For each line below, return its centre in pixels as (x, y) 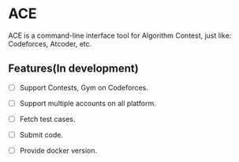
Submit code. (41, 134)
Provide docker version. (58, 151)
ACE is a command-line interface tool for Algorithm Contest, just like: (120, 35)
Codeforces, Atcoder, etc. (50, 43)
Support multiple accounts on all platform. (88, 103)
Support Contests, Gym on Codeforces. (84, 87)
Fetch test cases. (47, 119)
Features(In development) (74, 69)
